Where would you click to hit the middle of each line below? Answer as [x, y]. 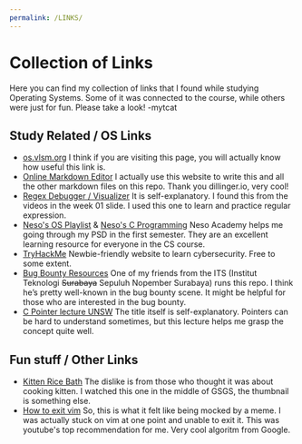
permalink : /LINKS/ [46, 18]
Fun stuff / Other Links [74, 360]
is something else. [56, 401]
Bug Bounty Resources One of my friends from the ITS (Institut [140, 273]
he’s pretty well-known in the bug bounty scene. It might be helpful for [154, 292]
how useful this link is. [64, 167]
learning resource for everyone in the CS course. [114, 244]
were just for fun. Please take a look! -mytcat [93, 107]
